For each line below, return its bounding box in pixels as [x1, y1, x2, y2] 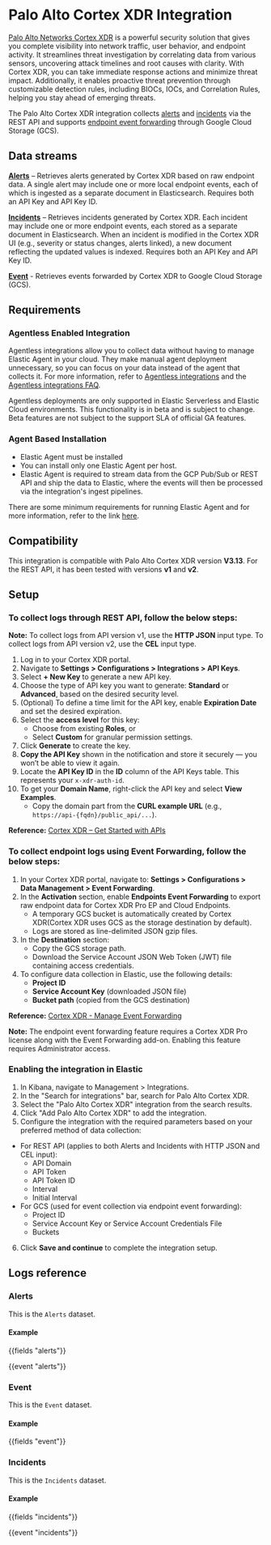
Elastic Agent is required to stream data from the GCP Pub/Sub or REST [19, 469, 259, 479]
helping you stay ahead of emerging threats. [8, 92, 156, 102]
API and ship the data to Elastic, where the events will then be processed [19, 477, 263, 487]
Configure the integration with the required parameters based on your [19, 1116, 253, 1126]
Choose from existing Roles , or [32, 724, 136, 734]
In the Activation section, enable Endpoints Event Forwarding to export [19, 892, 261, 901]
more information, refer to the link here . [8, 511, 140, 520]
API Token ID [32, 1175, 75, 1185]
